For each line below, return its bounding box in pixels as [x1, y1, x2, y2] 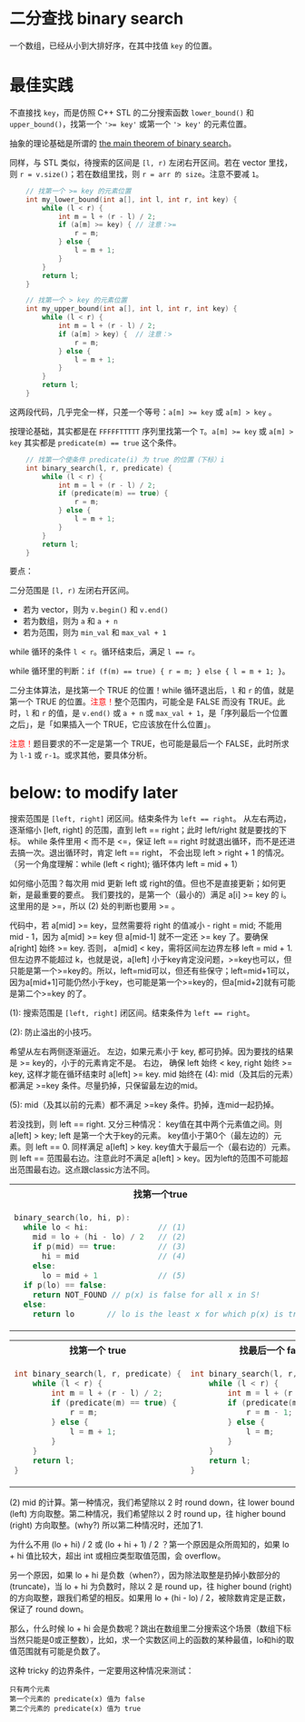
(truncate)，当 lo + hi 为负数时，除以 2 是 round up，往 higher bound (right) [9, 1580, 292, 1591]
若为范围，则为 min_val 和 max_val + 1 [22, 627, 167, 638]
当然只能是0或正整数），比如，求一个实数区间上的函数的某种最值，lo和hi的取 [9, 1634, 295, 1645]
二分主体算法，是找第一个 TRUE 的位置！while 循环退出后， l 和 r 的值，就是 [9, 685, 295, 696]
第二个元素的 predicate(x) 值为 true [9, 1704, 142, 1713]
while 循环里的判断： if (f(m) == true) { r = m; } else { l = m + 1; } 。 [9, 665, 290, 677]
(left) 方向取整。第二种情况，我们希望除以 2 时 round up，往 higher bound [9, 1508, 286, 1518]
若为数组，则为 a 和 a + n [22, 615, 118, 627]
